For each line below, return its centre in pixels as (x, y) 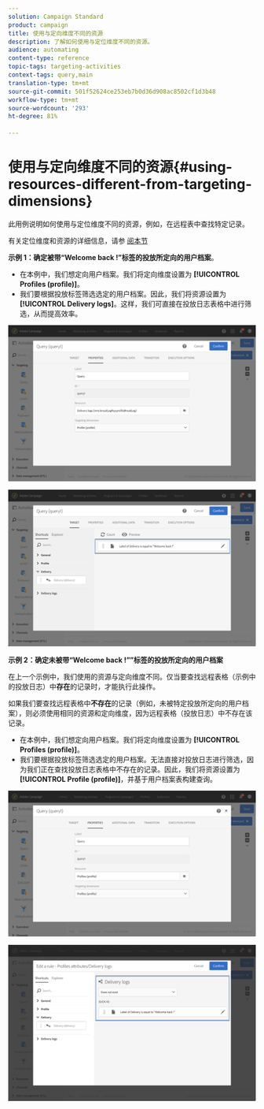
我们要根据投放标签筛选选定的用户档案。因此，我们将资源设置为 (123, 294)
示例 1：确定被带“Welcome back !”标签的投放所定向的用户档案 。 (113, 257)
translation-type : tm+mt (49, 83)
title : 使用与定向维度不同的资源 (56, 33)
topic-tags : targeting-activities (65, 67)
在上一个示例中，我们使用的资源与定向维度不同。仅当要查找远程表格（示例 (128, 676)
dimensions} (50, 201)
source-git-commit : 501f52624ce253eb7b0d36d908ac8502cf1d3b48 (112, 91)
